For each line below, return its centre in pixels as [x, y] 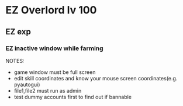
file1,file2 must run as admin [48, 90]
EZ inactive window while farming [54, 48]
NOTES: [15, 61]
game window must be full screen [55, 72]
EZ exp [18, 32]
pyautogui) [27, 84]
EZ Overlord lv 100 [51, 10]
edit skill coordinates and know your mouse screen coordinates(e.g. [96, 78]
